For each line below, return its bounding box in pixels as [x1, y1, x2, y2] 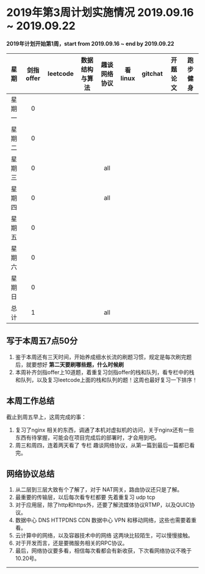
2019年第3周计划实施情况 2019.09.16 [6, 6, 194, 20]
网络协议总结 [6, 468, 55, 479]
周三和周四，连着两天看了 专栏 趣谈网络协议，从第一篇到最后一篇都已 [15, 441, 190, 449]
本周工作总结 [6, 396, 55, 407]
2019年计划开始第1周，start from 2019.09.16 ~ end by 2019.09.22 [6, 40, 174, 47]
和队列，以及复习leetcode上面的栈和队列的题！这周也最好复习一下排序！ [15, 376, 198, 383]
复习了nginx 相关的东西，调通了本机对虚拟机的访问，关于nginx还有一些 [15, 426, 195, 433]
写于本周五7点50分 [6, 336, 78, 346]
